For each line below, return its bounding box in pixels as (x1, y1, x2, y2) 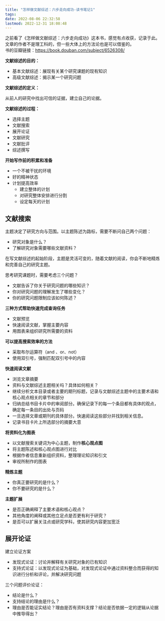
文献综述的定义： (5, 85, 40, 91)
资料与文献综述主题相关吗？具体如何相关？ (12, 382, 99, 388)
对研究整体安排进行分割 (19, 192, 67, 198)
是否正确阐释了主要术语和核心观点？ (12, 506, 86, 512)
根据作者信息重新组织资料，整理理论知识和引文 (12, 452, 107, 458)
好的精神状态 (12, 174, 38, 180)
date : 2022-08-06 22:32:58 (5, 16, 60, 21)
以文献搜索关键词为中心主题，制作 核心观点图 (12, 440, 103, 446)
